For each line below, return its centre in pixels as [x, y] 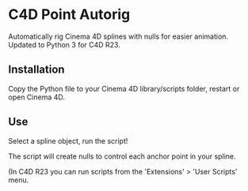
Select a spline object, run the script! [68, 140]
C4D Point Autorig [69, 15]
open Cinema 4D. [37, 97]
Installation [36, 70]
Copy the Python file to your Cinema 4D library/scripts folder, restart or [124, 88]
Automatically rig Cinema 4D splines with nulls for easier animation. [118, 36]
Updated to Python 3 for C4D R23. [64, 44]
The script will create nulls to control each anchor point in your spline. [122, 156]
